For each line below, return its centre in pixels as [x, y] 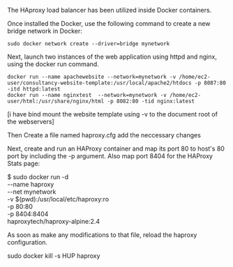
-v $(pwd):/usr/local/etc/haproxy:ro [58, 199]
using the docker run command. [53, 64]
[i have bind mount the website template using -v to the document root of [113, 114]
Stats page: [24, 163]
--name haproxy [31, 184]
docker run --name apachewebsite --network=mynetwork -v [92, 77]
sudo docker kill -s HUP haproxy [54, 256]
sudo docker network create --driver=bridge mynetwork [89, 44]
